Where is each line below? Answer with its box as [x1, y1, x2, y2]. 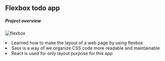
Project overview [5, 17, 41, 24]
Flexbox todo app [5, 4, 60, 12]
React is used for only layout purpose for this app [11, 51, 113, 57]
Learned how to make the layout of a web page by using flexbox [11, 40, 144, 46]
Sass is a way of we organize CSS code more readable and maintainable [11, 45, 161, 51]
